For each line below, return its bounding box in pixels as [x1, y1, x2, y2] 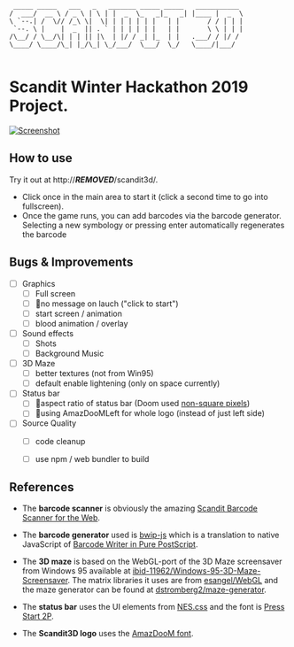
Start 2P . [21, 611, 55, 621]
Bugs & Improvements [9, 255, 134, 270]
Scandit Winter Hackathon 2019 [9, 77, 249, 97]
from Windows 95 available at [21, 566, 131, 576]
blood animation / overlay [35, 318, 128, 328]
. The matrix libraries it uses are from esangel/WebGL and [67, 575, 279, 586]
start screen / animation [35, 308, 122, 319]
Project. [9, 96, 69, 116]
